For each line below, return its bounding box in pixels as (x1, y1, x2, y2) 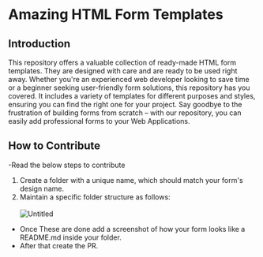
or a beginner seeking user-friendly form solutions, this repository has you (8, 83, 250, 92)
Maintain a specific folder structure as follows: (19, 192, 171, 202)
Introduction (8, 37, 71, 50)
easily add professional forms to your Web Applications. (8, 117, 191, 125)
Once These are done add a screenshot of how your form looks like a (19, 224, 246, 233)
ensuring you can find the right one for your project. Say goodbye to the (8, 100, 242, 109)
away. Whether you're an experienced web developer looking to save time (8, 75, 250, 84)
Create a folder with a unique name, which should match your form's (19, 175, 243, 184)
